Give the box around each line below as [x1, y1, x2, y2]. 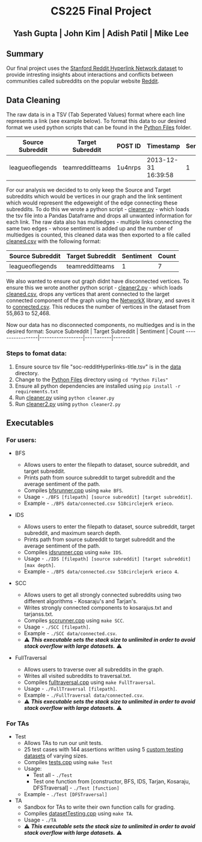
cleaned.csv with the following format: [6, 238, 101, 245]
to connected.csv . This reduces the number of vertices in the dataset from [6, 303, 191, 311]
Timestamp [147, 142, 180, 150]
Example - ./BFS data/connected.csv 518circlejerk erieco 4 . [23, 568, 179, 575]
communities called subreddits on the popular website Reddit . [6, 77, 159, 85]
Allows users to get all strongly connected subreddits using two [23, 591, 182, 598]
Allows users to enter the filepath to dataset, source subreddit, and [23, 461, 190, 469]
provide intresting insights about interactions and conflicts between [6, 71, 173, 78]
